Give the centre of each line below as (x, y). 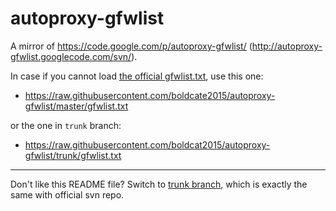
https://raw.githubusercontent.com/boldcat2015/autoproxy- (147, 144)
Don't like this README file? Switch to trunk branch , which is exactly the (159, 184)
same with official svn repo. (67, 194)
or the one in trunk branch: (66, 125)
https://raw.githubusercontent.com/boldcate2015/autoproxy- (150, 95)
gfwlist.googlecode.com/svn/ (71, 56)
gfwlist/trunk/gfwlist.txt (73, 155)
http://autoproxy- (287, 46)
